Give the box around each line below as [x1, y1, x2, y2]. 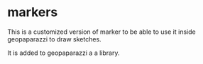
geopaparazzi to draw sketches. [7, 34, 101, 43]
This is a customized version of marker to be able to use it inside [7, 27, 197, 36]
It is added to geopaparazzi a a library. [7, 49, 120, 57]
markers [7, 4, 58, 20]
